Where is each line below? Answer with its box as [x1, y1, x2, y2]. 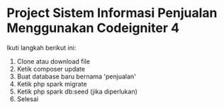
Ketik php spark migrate [16, 79, 87, 88]
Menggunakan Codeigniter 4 [6, 20, 180, 36]
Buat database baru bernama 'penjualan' [16, 72, 136, 81]
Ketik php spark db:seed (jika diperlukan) [16, 87, 138, 96]
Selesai [16, 94, 39, 103]
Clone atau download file [16, 57, 90, 65]
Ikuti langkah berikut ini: [6, 43, 77, 52]
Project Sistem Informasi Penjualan [6, 5, 218, 21]
